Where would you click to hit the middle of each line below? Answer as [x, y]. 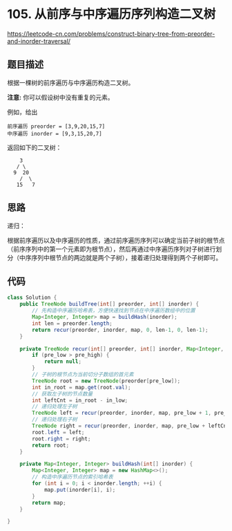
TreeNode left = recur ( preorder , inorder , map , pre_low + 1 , [122, 413]
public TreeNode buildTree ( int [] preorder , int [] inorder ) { [109, 304]
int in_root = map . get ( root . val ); [81, 387]
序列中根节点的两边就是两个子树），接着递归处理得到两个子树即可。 [126, 257]
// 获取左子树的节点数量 [62, 394]
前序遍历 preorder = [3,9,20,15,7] [56, 126]
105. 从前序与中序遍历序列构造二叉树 [112, 14]
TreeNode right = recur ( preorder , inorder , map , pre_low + [119, 426]
